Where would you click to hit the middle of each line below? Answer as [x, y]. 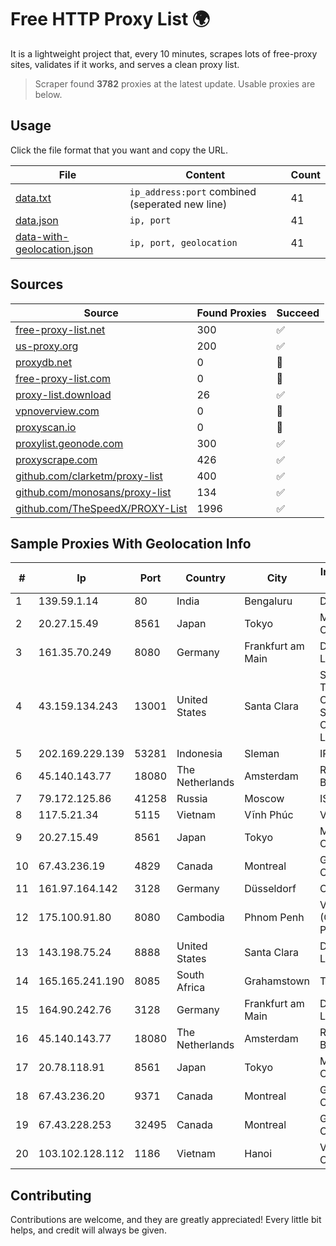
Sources [37, 284]
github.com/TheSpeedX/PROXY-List [101, 508]
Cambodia [200, 918]
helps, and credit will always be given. [88, 1230]
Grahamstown [277, 981]
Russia [192, 799]
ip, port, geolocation [183, 242]
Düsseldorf [270, 889]
